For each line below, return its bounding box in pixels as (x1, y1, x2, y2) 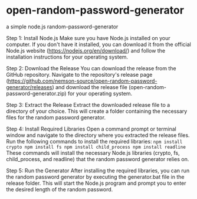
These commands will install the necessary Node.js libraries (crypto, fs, (6, 149, 180, 156)
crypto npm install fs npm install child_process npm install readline (6, 144, 186, 150)
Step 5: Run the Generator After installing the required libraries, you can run (6, 167, 190, 174)
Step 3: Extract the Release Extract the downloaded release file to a (6, 101, 170, 108)
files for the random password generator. (6, 113, 106, 121)
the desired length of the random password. (6, 185, 113, 193)
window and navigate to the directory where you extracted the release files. (6, 131, 190, 139)
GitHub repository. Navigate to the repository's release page (6, 71, 153, 78)
